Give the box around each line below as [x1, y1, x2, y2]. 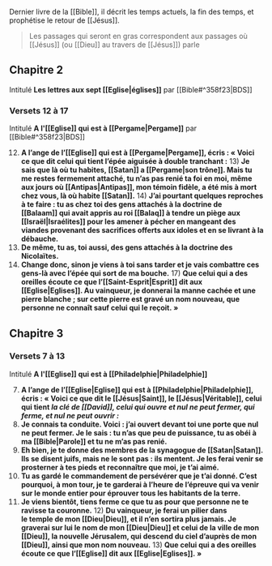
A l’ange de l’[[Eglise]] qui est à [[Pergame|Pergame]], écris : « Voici [20, 148, 255, 157]
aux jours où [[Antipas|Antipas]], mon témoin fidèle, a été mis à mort [20, 182, 257, 192]
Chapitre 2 [9, 63, 64, 77]
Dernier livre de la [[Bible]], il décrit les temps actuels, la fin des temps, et [9, 7, 254, 16]
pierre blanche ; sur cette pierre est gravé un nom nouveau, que [20, 294, 240, 304]
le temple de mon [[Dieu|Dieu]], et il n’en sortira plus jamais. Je [20, 514, 237, 524]
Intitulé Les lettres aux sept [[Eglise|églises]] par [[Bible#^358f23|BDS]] [9, 84, 253, 94]
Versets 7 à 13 [9, 350, 66, 362]
